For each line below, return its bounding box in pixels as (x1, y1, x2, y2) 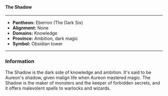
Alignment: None (12, 25, 49, 31)
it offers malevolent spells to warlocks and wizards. (5, 85, 111, 91)
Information (5, 58, 34, 65)
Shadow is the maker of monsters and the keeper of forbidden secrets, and (5, 80, 160, 86)
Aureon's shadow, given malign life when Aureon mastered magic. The (5, 75, 151, 81)
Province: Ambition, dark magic (12, 35, 78, 42)
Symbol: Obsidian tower (12, 41, 63, 47)
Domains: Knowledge (12, 30, 57, 36)
